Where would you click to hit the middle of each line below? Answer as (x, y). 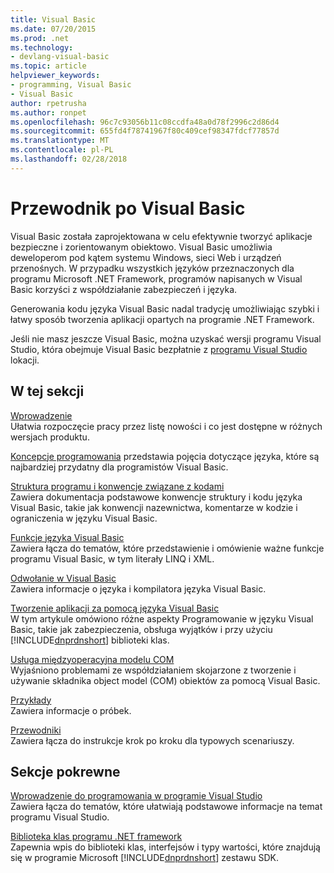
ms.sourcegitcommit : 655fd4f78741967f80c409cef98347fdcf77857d (145, 131)
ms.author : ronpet (48, 112)
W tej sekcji (47, 391)
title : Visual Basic (53, 19)
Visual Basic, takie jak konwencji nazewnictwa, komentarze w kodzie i (154, 507)
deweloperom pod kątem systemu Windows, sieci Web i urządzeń (146, 257)
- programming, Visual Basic (71, 85)
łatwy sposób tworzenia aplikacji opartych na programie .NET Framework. (162, 319)
